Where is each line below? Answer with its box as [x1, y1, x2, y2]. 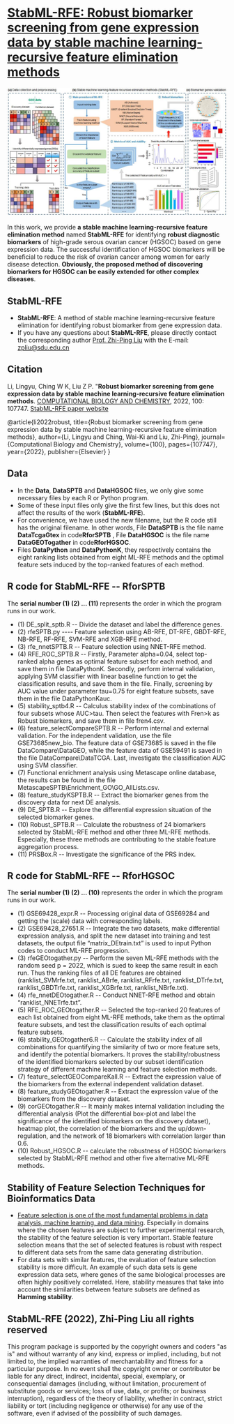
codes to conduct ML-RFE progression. [17, 947, 130, 955]
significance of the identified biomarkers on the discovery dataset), [17, 1117, 211, 1125]
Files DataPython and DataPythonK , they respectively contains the [17, 546, 212, 554]
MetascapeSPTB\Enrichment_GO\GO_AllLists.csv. [17, 783, 160, 791]
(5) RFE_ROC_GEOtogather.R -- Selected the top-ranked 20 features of [17, 1006, 221, 1014]
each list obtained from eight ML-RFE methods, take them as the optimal [17, 1013, 225, 1021]
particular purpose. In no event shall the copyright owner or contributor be [7, 1364, 221, 1372]
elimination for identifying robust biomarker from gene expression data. [17, 321, 222, 329]
